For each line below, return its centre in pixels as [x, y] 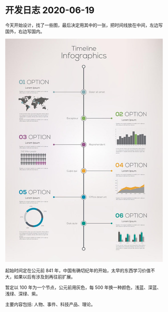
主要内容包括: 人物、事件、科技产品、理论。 [50, 304]
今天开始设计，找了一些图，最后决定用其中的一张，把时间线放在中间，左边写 [84, 25]
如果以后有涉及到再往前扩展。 [44, 276]
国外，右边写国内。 [25, 31]
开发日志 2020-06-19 [50, 10]
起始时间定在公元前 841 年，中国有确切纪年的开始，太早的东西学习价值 [78, 270]
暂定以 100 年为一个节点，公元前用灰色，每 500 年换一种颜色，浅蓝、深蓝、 [83, 287]
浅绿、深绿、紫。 [23, 293]
